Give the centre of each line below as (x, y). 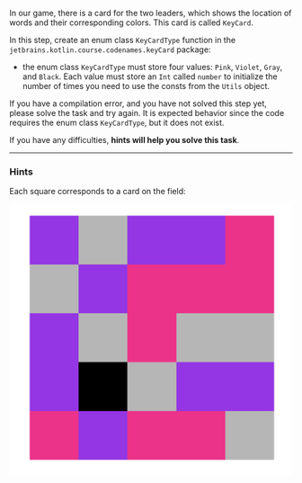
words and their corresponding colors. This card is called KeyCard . (131, 22)
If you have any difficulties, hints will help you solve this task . (124, 140)
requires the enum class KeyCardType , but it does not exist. (117, 122)
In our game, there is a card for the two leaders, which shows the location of (151, 13)
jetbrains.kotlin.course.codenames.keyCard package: (110, 49)
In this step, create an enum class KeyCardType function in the (123, 40)
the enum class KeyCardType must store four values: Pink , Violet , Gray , (152, 67)
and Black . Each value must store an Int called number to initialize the (150, 76)
